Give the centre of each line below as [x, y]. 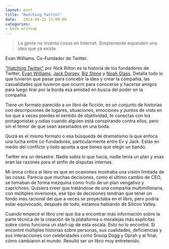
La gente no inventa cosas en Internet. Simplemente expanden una [87, 43]
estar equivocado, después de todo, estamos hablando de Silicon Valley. [81, 204]
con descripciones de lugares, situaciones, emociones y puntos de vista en [84, 110]
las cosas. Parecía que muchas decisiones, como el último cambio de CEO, [83, 177]
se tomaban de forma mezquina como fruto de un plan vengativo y [75, 183]
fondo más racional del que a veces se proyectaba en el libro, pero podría [82, 199]
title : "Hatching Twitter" [34, 15]
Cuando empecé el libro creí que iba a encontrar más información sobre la [83, 214]
